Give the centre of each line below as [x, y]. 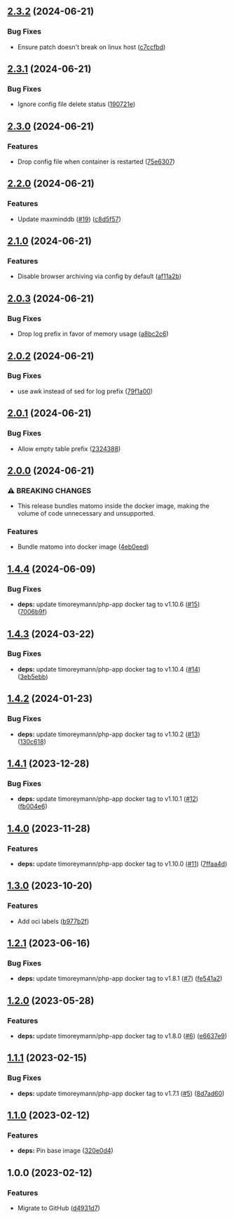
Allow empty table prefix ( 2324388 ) [69, 448]
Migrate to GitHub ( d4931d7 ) [58, 1208]
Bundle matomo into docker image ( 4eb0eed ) [83, 547]
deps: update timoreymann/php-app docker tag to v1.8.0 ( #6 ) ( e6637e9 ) [122, 1036]
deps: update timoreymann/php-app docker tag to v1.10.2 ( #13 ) [109, 734]
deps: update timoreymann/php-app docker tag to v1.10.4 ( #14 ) [109, 669]
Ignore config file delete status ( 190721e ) [76, 104]
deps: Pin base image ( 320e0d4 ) [65, 1151]
